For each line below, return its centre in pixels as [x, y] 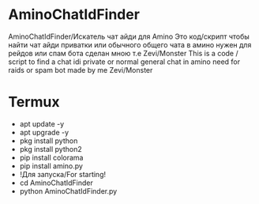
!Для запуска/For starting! [63, 174]
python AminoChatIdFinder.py [68, 191]
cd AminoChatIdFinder [56, 183]
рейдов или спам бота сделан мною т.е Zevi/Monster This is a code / [123, 53]
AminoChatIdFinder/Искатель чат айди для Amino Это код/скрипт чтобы [129, 36]
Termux [34, 102]
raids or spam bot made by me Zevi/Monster [81, 70]
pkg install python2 [51, 149]
